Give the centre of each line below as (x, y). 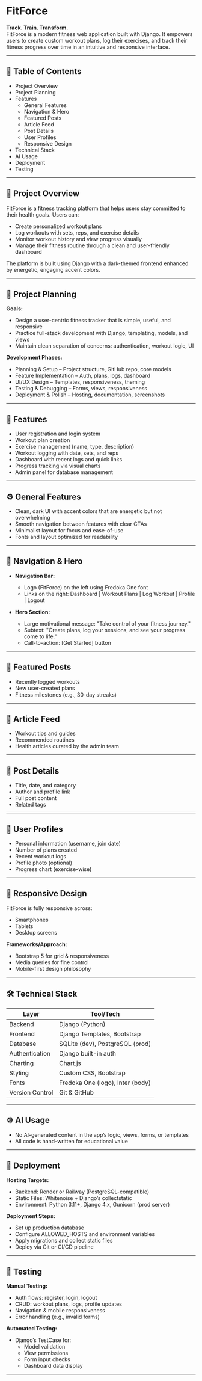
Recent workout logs (41, 857)
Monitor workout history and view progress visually (78, 239)
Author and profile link (42, 792)
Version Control (31, 1092)
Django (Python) (82, 1024)
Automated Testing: (32, 1329)
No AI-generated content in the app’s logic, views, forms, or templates (102, 1134)
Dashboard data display (53, 1366)
